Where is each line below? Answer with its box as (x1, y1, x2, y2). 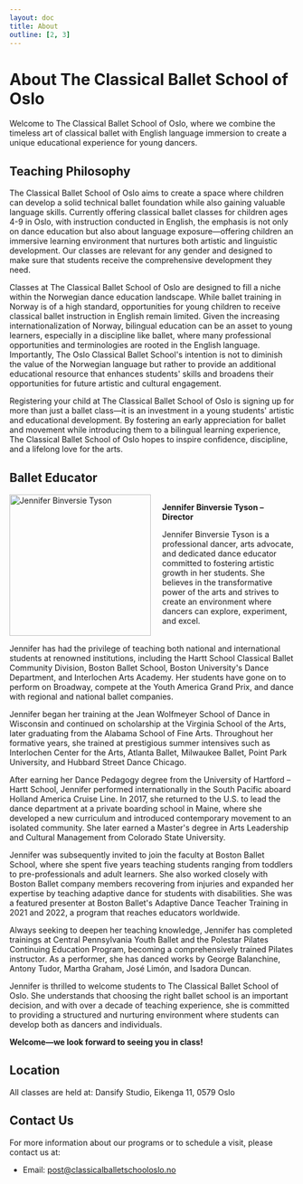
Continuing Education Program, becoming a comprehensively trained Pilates (9, 943, 294, 954)
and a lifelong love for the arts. (9, 444, 124, 455)
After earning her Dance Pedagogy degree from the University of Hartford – (9, 774, 291, 785)
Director (162, 511, 194, 522)
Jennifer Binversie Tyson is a (162, 528, 270, 539)
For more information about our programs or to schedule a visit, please (9, 1137, 273, 1148)
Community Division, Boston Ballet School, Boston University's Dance (9, 662, 270, 673)
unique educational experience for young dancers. (9, 137, 198, 148)
